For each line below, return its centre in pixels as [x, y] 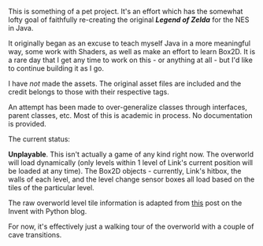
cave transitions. [35, 235]
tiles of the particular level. [51, 187]
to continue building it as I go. [56, 68]
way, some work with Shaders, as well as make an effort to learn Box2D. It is [132, 51]
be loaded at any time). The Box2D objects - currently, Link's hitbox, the [125, 171]
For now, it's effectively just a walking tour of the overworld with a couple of [131, 226]
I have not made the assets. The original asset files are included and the [125, 83]
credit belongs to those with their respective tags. [89, 92]
